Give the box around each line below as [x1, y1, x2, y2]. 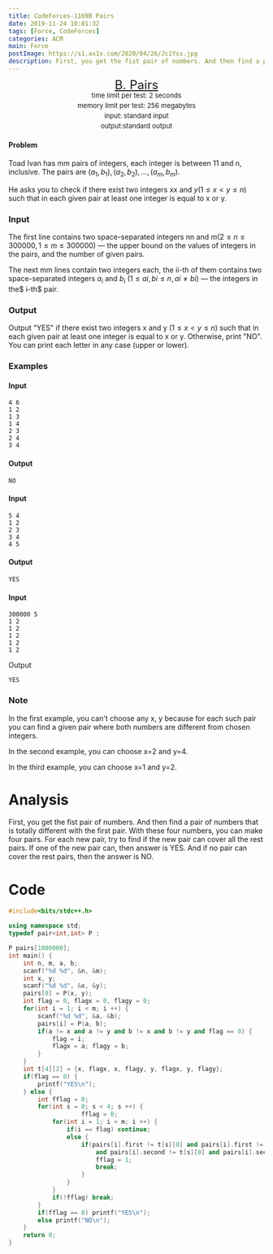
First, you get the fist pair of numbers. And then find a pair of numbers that [8, 818, 258, 827]
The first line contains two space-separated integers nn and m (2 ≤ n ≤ [8, 232, 245, 242]
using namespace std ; [8, 922, 82, 931]
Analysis [8, 790, 69, 809]
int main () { [8, 952, 53, 960]
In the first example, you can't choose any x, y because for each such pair [8, 713, 257, 723]
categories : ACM [8, 34, 63, 43]
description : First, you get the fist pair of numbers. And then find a [8, 58, 260, 66]
